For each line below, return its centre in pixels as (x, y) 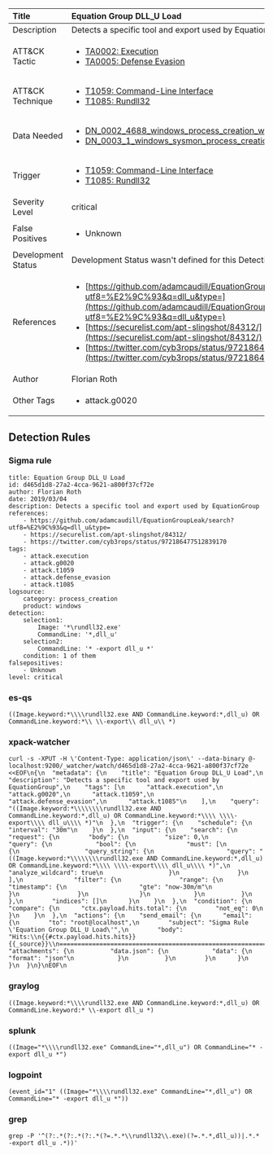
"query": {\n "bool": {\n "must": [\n (118, 845)
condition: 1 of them (59, 656)
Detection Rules (50, 438)
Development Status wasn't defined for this (154, 260)
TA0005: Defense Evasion (135, 61)
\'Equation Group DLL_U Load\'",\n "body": (96, 930)
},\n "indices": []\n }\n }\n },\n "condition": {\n (130, 902)
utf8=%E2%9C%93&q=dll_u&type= (60, 527)
